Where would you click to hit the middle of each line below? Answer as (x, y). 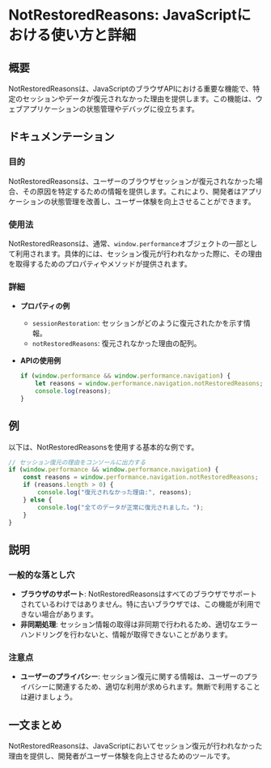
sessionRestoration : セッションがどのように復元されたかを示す (138, 323)
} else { (38, 500)
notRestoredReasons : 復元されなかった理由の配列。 (116, 343)
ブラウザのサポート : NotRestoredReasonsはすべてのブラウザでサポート (138, 594)
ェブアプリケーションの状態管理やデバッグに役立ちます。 (104, 109)
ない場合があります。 (63, 614)
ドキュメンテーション (61, 137)
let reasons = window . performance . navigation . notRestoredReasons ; (149, 384)
